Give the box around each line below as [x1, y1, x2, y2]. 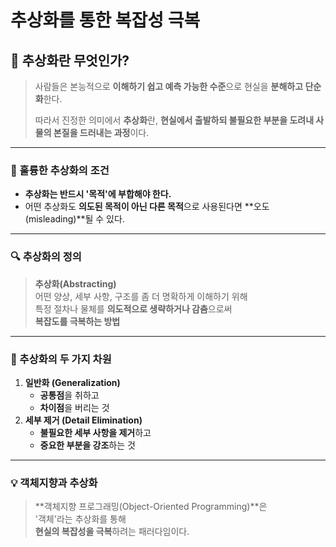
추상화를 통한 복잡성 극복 [10, 9, 201, 32]
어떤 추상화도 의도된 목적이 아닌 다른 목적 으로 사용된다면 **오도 [24, 201, 270, 213]
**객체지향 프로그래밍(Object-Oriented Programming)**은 [34, 501, 268, 513]
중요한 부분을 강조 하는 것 [39, 439, 136, 451]
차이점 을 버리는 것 [39, 401, 110, 413]
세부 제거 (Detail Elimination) [24, 414, 143, 426]
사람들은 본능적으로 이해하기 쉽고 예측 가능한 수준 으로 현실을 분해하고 [34, 81, 304, 92]
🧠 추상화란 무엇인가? [10, 52, 130, 69]
